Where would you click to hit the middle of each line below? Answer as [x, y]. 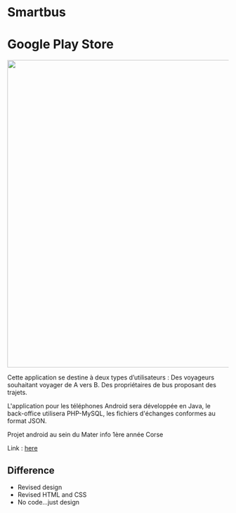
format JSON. [27, 421]
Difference [31, 470]
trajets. [18, 392]
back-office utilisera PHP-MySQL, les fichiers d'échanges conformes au [111, 414]
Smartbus [37, 12]
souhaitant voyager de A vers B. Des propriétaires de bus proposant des [112, 385]
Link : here [22, 448]
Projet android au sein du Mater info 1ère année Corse [85, 435]
